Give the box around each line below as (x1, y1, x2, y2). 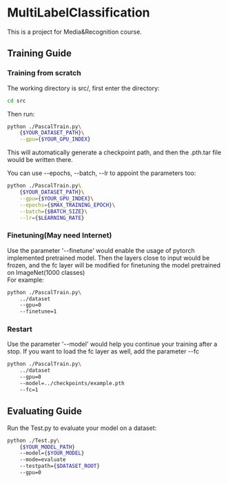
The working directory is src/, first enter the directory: (7, 84, 160, 92)
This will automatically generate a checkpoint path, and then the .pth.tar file (7, 148, 222, 156)
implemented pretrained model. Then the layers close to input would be (7, 254, 210, 262)
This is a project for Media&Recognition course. (7, 28, 143, 36)
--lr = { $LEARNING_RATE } (19, 214, 85, 221)
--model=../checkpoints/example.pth (19, 380, 125, 387)
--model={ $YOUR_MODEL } (19, 450, 85, 457)
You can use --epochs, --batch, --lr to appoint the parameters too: (7, 169, 196, 177)
